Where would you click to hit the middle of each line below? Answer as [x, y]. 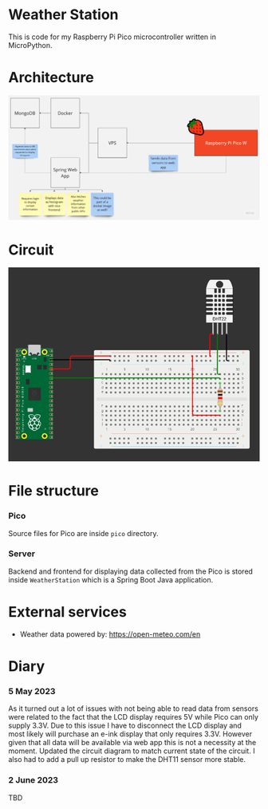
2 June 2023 [33, 780]
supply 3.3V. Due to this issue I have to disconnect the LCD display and [125, 726]
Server [22, 554]
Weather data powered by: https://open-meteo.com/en [110, 634]
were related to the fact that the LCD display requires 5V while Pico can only [134, 717]
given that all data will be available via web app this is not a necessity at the [132, 743]
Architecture [51, 78]
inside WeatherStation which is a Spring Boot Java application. [111, 579]
